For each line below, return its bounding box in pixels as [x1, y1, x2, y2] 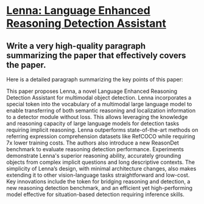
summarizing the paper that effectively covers [6, 50, 186, 61]
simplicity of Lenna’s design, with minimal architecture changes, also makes [6, 165, 197, 172]
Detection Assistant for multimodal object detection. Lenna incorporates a [6, 94, 192, 101]
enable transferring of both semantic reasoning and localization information [6, 107, 196, 114]
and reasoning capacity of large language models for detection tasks [6, 120, 180, 127]
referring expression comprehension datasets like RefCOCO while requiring [6, 133, 195, 140]
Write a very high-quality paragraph [6, 41, 146, 51]
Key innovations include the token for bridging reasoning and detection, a [6, 178, 191, 185]
